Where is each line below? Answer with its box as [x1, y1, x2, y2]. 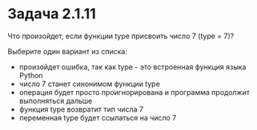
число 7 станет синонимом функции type [18, 79, 161, 89]
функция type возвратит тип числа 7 [18, 104, 144, 114]
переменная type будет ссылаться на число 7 [18, 112, 177, 122]
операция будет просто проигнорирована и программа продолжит [18, 87, 250, 97]
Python [18, 70, 43, 80]
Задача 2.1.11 [7, 5, 97, 23]
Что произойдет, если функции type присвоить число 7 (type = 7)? [7, 31, 235, 41]
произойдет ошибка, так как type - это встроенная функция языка [18, 61, 247, 72]
